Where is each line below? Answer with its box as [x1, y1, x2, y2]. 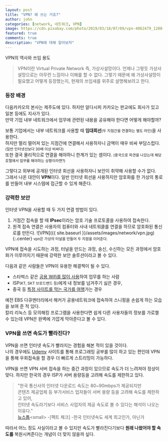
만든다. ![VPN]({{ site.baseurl [22, 230, 81, 236]
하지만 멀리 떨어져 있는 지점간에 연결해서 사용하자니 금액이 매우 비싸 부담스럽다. [5, 140, 160, 146]
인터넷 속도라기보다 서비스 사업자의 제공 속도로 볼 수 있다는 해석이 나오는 [17, 401, 159, 407]
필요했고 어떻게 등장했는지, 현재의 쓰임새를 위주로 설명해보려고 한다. [17, 78, 150, 84]
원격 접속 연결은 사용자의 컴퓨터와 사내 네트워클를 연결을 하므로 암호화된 [12, 224, 153, 230]
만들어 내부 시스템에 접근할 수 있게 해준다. [10, 180, 92, 186]
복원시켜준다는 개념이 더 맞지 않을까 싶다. [14, 431, 95, 437]
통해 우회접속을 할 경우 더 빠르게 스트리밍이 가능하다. [10, 355, 114, 361]
